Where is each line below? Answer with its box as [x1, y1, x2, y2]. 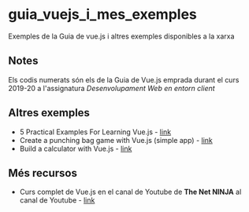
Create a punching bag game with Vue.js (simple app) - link [19, 135, 213, 144]
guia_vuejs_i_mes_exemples [8, 5, 197, 24]
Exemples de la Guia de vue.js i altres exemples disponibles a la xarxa [8, 31, 235, 41]
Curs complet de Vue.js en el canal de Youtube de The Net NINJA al [19, 187, 242, 197]
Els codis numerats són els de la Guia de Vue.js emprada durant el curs [8, 75, 240, 84]
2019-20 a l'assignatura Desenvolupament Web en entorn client [8, 83, 215, 93]
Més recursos [8, 166, 77, 180]
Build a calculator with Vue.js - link [19, 144, 132, 153]
